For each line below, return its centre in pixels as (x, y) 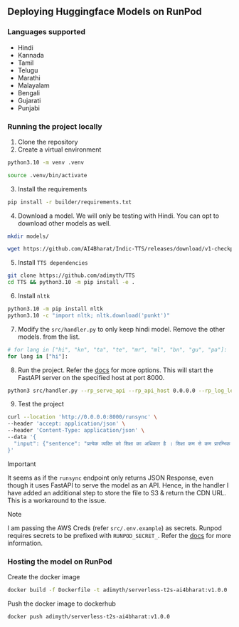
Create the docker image (44, 577)
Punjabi (29, 108)
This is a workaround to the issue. (57, 500)
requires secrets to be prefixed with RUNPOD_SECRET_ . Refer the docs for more (119, 535)
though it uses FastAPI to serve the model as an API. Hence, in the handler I (118, 485)
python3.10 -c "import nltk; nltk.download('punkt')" (89, 315)
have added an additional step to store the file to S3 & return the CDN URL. (117, 492)
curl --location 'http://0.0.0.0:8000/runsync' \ (83, 417)
